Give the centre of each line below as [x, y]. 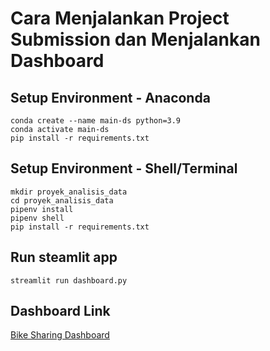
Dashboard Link [60, 311]
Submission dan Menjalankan [135, 39]
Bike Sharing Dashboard [60, 335]
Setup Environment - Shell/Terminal [124, 168]
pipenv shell [37, 218]
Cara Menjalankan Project [120, 18]
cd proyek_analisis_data [62, 200]
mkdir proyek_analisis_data [69, 192]
